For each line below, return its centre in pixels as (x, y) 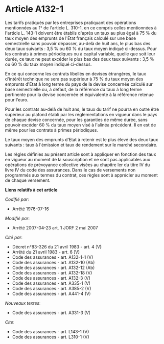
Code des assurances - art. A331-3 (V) (51, 313)
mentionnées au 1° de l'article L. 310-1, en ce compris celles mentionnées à (81, 27)
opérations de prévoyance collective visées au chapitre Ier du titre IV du (78, 165)
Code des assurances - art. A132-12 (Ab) (53, 268)
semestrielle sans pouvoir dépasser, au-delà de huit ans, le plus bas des (78, 43)
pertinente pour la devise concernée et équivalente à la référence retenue (80, 95)
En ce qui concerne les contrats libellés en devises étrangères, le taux (76, 74)
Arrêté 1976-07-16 (30, 209)
